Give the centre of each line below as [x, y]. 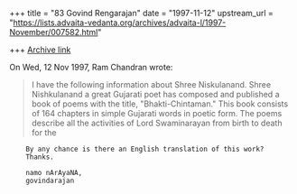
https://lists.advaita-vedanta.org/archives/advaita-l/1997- [120, 23]
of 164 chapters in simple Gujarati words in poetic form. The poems [157, 113]
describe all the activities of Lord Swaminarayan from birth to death [157, 123]
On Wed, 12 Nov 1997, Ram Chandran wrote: [91, 67]
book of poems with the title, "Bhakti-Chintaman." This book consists [160, 104]
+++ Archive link [40, 50]
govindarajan [50, 180]
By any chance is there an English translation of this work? [145, 149]
